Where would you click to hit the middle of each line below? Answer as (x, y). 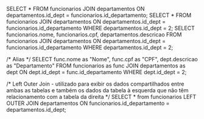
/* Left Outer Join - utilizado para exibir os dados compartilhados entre (95, 84)
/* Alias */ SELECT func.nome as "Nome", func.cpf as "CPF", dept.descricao (102, 59)
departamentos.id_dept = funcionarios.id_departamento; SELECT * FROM (99, 15)
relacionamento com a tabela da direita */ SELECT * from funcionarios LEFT (101, 97)
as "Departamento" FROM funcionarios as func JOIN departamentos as (96, 66)
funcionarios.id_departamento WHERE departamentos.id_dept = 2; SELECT (100, 28)
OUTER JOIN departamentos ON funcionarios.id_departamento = (88, 103)
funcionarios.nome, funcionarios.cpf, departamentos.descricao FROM (94, 35)
